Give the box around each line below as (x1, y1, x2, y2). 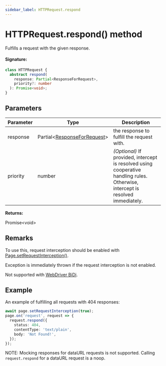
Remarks (5, 234, 34, 243)
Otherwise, (113, 179, 139, 185)
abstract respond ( (9, 72, 48, 77)
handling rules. (113, 172, 148, 179)
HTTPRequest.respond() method (5, 28, 142, 40)
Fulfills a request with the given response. (5, 45, 90, 51)
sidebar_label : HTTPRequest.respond (5, 7, 81, 12)
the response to (113, 127, 150, 134)
